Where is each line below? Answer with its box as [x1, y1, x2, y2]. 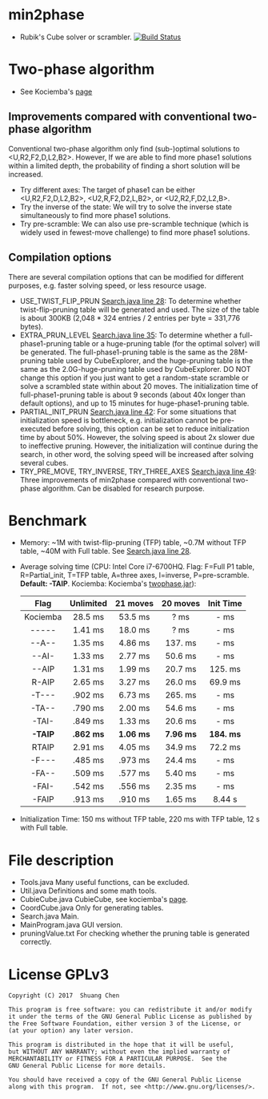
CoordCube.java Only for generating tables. [19, 903, 164, 913]
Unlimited [69, 598, 108, 609]
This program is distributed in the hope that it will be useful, [8, 1040, 234, 1049]
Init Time [207, 598, 242, 609]
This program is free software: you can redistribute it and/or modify [8, 1006, 252, 1014]
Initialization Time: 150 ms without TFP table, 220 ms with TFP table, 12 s [19, 814, 260, 824]
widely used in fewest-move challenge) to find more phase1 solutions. [19, 227, 250, 237]
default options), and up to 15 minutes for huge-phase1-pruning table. [19, 398, 250, 408]
